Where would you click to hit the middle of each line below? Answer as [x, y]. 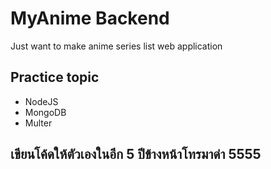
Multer [38, 123]
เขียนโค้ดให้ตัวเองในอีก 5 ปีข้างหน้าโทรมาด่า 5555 [136, 154]
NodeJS [41, 101]
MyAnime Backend [90, 18]
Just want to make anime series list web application [116, 46]
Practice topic [55, 77]
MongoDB [45, 112]
